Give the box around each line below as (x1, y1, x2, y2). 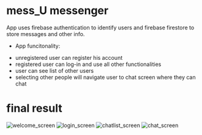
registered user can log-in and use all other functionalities (15, 60, 162, 68)
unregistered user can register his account (15, 54, 123, 61)
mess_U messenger (6, 4, 109, 18)
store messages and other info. (6, 30, 85, 37)
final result (6, 101, 62, 115)
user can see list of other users (15, 67, 94, 74)
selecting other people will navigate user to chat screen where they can (15, 73, 196, 81)
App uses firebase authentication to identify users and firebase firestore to (6, 24, 195, 31)
